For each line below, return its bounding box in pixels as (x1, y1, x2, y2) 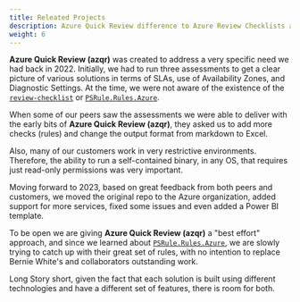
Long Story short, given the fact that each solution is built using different (9, 273, 276, 284)
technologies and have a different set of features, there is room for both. (9, 283, 275, 294)
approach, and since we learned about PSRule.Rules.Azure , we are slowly (9, 238, 280, 248)
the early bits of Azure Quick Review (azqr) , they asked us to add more (9, 119, 272, 130)
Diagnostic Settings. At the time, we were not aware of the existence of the (9, 82, 285, 94)
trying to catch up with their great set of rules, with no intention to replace (9, 247, 281, 257)
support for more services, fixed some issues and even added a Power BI (9, 201, 279, 212)
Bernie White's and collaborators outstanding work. (9, 256, 199, 267)
